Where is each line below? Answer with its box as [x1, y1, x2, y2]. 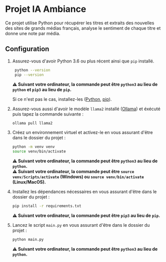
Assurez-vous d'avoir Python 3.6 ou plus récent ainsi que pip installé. [12, 58, 155, 64]
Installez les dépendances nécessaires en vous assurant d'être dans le [12, 189, 157, 195]
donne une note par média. [5, 30, 60, 36]
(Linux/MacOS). [12, 179, 46, 185]
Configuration [5, 45, 50, 53]
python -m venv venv [12, 144, 55, 149]
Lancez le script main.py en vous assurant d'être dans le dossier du [12, 222, 150, 228]
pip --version [14, 72, 44, 77]
